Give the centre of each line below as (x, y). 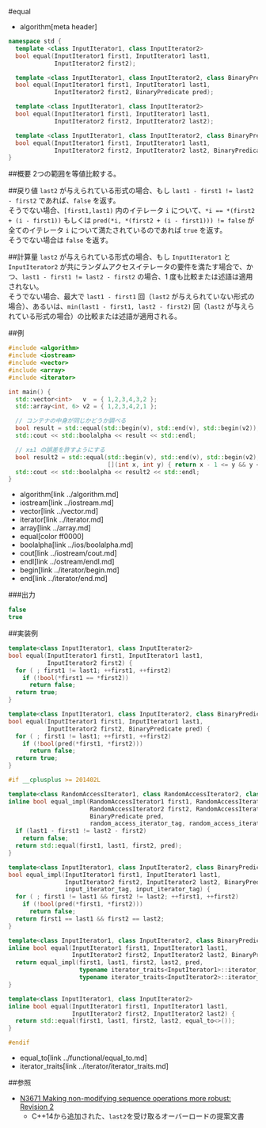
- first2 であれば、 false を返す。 (64, 200)
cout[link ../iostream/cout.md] (68, 553)
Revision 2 (36, 1107)
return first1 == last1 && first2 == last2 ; (90, 919)
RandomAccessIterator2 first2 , (141, 809)
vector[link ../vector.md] (59, 511)
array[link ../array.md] (55, 528)
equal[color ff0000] (52, 537)
